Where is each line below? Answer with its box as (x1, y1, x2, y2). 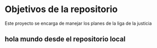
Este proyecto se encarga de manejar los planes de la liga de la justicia (5, 20, 152, 26)
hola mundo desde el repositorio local (5, 35, 126, 43)
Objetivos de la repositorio (5, 4, 118, 15)
